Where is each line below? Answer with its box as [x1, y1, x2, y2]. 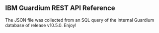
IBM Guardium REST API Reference [5, 4, 115, 12]
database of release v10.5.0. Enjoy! [5, 22, 77, 28]
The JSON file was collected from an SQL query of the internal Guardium [5, 17, 155, 23]
